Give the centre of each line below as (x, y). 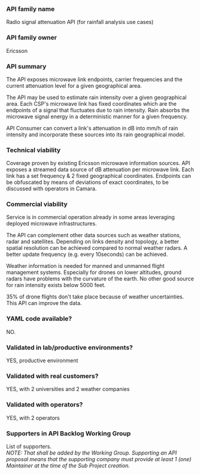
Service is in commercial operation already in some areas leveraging (90, 217)
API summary (26, 66)
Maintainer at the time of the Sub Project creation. (68, 465)
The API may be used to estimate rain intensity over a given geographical (96, 97)
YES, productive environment (42, 361)
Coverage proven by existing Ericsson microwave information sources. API (98, 163)
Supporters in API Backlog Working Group (69, 433)
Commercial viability (37, 204)
